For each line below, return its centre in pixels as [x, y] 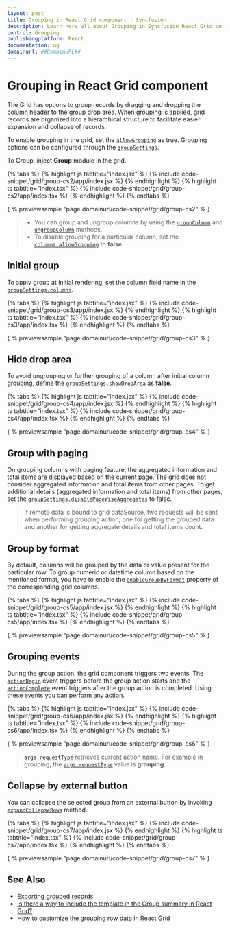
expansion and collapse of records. [57, 126]
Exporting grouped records [55, 896]
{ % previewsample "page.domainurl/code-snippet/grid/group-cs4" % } [109, 432]
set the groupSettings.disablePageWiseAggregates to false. [90, 499]
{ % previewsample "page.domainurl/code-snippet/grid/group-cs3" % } [109, 338]
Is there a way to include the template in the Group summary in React [114, 904]
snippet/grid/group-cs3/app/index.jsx [60, 310]
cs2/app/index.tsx [33, 196]
